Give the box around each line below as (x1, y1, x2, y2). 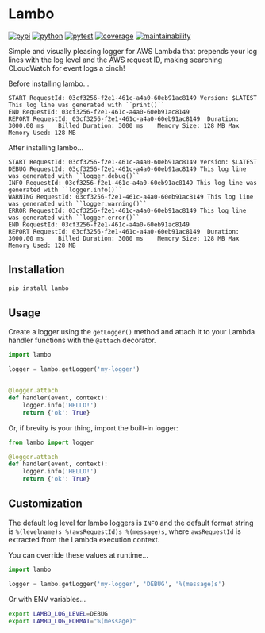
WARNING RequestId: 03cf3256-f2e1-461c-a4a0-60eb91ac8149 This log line (8, 192, 254, 201)
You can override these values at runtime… (8, 550, 149, 560)
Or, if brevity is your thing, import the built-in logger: (8, 423, 179, 433)
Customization (8, 497, 83, 511)
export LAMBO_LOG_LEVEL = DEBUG (8, 609, 109, 618)
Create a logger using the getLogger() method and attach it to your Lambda (8, 327, 255, 337)
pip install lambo (8, 284, 69, 292)
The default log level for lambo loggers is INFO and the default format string (8, 518, 254, 527)
